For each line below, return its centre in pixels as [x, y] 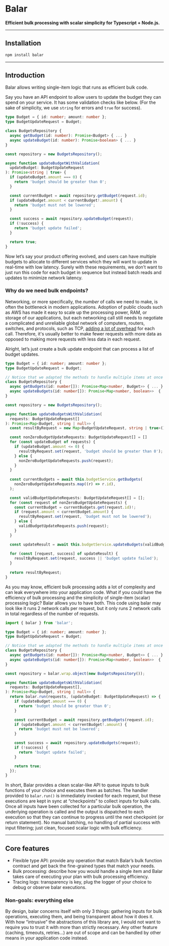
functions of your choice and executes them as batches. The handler [77, 790]
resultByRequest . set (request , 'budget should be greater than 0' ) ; [91, 451]
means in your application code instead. [47, 938]
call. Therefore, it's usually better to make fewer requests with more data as [83, 333]
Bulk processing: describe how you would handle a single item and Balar [88, 871]
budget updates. [22, 354]
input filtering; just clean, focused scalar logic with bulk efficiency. [74, 828]
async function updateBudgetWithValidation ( [53, 163]
